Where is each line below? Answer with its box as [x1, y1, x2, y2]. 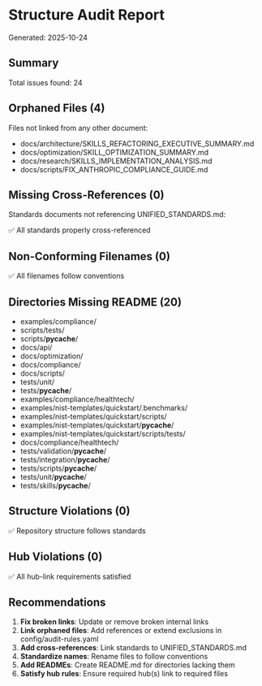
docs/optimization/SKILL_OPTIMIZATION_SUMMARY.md [19, 147, 209, 157]
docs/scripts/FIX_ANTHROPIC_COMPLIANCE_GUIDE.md [19, 164, 208, 174]
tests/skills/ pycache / [19, 481, 91, 490]
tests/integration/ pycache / [19, 455, 110, 464]
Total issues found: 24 [8, 77, 83, 87]
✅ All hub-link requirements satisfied [8, 571, 131, 581]
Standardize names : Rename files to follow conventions [19, 652, 208, 662]
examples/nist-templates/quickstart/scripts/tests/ [19, 429, 186, 438]
